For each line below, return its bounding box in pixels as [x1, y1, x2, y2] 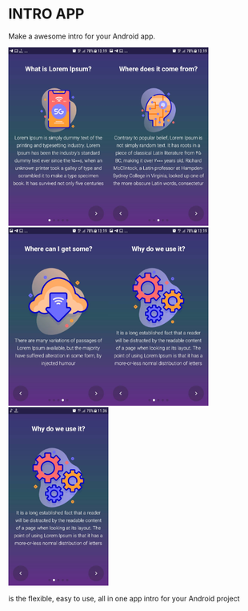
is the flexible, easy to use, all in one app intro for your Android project [8, 594, 240, 604]
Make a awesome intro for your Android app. [8, 31, 156, 41]
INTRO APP [8, 5, 85, 23]
